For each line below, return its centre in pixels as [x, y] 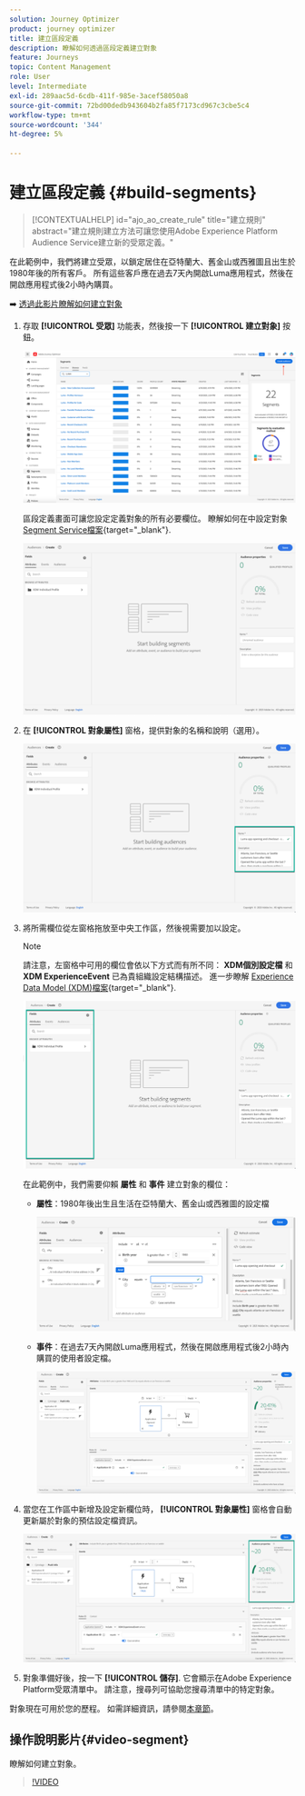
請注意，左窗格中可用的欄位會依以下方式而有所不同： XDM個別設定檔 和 [157, 965]
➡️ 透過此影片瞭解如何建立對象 [66, 304]
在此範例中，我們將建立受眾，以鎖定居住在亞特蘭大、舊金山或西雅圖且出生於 [152, 261]
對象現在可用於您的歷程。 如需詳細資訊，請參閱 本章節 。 [114, 1708]
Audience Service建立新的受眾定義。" [103, 242]
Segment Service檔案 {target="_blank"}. [97, 530]
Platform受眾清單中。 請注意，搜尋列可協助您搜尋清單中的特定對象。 [151, 1689]
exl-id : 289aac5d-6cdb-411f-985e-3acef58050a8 [99, 95]
